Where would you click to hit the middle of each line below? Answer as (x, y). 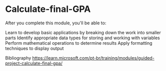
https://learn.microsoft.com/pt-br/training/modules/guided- (93, 58)
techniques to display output (34, 48)
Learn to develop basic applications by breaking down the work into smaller (83, 32)
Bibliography (18, 58)
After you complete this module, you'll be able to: (56, 23)
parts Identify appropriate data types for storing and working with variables (82, 38)
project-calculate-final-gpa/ (34, 63)
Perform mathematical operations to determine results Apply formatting (79, 43)
